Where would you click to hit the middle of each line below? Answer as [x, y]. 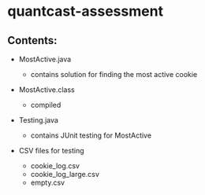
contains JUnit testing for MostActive [91, 135]
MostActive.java [45, 59]
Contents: [32, 40]
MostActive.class [47, 90]
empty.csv [47, 182]
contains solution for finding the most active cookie [114, 74]
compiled [46, 105]
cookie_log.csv [55, 166]
